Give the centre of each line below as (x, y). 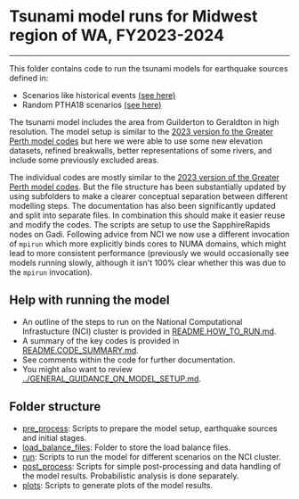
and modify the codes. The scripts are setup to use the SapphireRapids (140, 224)
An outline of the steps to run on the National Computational (132, 321)
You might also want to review (77, 369)
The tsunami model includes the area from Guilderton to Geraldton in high (144, 121)
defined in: (29, 78)
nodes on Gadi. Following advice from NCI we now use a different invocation (149, 234)
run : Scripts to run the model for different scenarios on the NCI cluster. (152, 456)
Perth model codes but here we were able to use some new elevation (136, 141)
